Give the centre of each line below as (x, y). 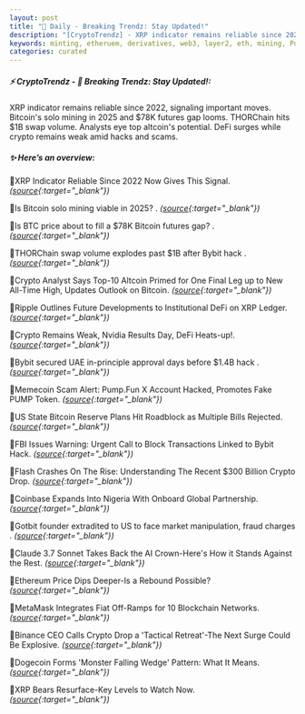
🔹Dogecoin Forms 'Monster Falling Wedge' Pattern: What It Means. (135, 663)
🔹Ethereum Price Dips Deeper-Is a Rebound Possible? (110, 581)
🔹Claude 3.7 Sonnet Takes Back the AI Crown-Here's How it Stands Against (151, 553)
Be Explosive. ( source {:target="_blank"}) (86, 645)
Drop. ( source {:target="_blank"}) (71, 481)
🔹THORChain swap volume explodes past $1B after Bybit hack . (128, 253)
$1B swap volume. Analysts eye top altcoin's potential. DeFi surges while (145, 127)
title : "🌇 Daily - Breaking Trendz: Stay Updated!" (109, 26)
